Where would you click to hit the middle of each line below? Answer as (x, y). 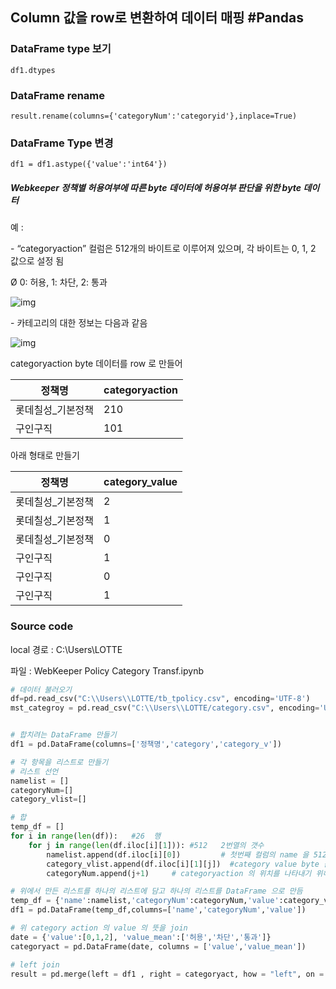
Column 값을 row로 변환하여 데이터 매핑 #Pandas (157, 18)
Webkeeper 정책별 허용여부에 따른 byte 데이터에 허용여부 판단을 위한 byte (156, 187)
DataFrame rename (58, 95)
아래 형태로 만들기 (45, 455)
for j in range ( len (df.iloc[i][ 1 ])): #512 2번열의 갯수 (146, 845)
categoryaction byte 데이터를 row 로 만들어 (96, 364)
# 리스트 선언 (34, 771)
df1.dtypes (33, 70)
